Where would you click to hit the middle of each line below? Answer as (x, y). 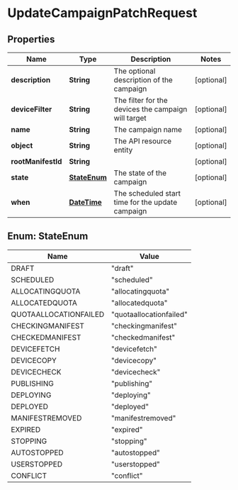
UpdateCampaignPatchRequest (102, 13)
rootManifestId (36, 161)
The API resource (143, 141)
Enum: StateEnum (48, 236)
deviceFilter (32, 109)
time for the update (146, 202)
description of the (143, 80)
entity (123, 150)
